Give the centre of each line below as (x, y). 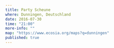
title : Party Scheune (28, 10)
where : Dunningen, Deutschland (38, 14)
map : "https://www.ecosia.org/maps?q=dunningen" (57, 33)
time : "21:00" (20, 24)
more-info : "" (20, 28)
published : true (22, 38)
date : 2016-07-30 (23, 19)
